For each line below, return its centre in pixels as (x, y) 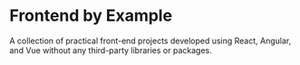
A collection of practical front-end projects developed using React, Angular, (150, 41)
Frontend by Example (91, 16)
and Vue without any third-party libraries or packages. (111, 50)
